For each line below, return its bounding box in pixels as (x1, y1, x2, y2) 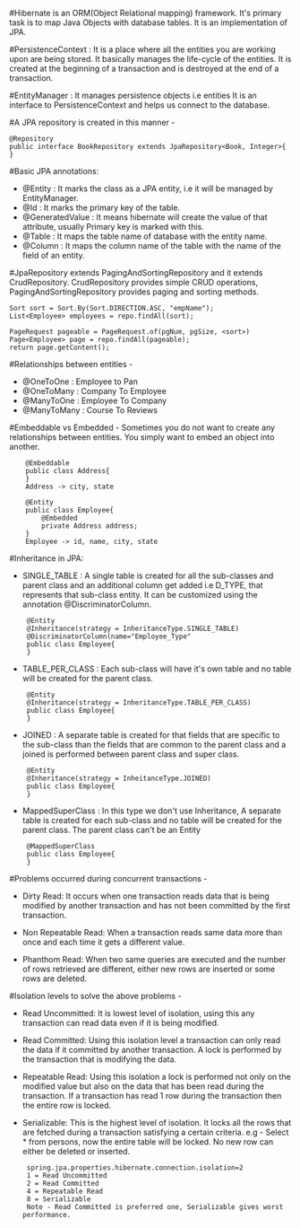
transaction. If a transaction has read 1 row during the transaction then (21, 1091, 282, 1101)
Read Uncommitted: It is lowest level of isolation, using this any (21, 1008, 255, 1018)
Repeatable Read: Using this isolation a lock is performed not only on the (21, 1072, 291, 1082)
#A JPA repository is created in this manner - (9, 117, 176, 127)
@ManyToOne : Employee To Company (21, 395, 167, 406)
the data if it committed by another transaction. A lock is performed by (21, 1045, 282, 1055)
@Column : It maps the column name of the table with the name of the (21, 241, 282, 250)
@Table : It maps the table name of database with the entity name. (21, 231, 268, 241)
